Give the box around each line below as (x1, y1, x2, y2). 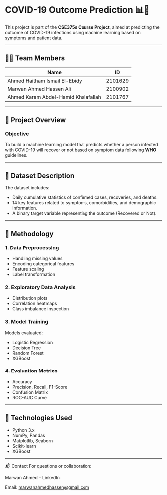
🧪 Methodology (5, 229, 54, 238)
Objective (5, 130, 29, 137)
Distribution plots (12, 295, 48, 301)
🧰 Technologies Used (5, 414, 72, 422)
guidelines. (5, 152, 28, 158)
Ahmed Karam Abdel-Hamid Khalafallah (7, 93, 101, 100)
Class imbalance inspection (12, 306, 69, 312)
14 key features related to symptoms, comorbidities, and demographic (12, 200, 156, 206)
